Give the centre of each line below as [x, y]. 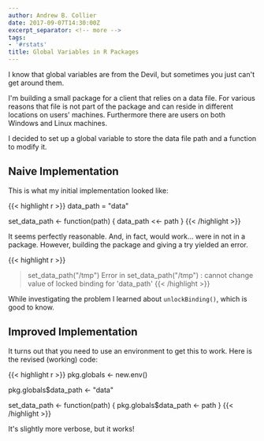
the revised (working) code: [53, 359]
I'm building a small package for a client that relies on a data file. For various [132, 98]
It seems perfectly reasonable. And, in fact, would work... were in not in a [127, 236]
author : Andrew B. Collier [52, 15]
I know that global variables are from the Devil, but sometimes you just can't [131, 74]
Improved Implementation [73, 332]
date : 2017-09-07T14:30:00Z [54, 23]
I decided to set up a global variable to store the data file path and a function [132, 138]
